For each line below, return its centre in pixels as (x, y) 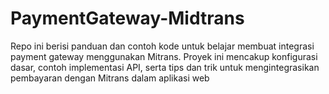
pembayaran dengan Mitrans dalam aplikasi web (110, 78)
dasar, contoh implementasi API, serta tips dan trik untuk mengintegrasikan (165, 67)
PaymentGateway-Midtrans (127, 18)
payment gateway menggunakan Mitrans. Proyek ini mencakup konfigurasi (164, 56)
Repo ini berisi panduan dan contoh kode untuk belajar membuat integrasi (162, 46)
